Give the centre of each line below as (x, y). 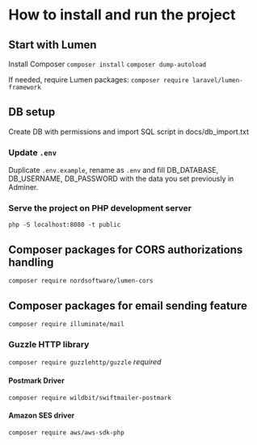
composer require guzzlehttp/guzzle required (85, 362)
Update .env (33, 153)
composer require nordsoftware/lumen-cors (81, 281)
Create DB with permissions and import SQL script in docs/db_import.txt (128, 132)
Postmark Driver (36, 380)
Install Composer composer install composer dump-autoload (107, 64)
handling (31, 262)
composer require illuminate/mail (67, 325)
